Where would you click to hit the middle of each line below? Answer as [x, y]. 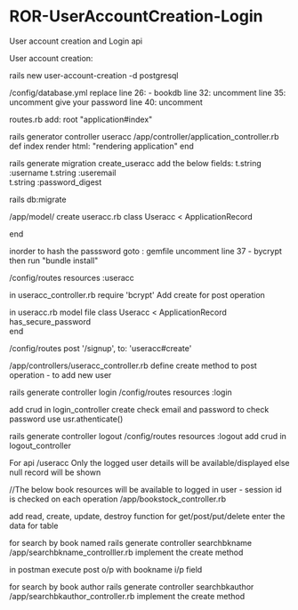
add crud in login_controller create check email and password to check [139, 409]
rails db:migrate [38, 199]
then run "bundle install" [54, 261]
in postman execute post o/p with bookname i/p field [106, 569]
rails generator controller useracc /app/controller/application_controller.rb [144, 136]
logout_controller [40, 445]
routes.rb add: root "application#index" [81, 119]
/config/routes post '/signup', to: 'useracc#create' [101, 348]
